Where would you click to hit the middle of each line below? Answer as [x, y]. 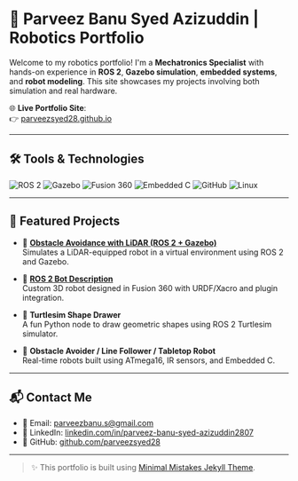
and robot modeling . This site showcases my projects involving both [134, 81]
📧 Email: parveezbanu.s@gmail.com [87, 423]
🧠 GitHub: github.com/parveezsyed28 [91, 442]
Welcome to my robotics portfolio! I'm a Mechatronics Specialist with [137, 62]
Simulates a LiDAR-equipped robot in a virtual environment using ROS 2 [153, 252]
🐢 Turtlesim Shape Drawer [71, 314]
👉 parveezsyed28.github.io [61, 118]
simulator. [40, 334]
